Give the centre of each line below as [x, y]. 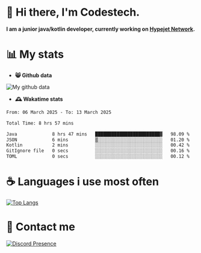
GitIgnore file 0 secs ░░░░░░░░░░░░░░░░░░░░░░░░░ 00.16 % [98, 151]
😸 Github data [33, 75]
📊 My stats [35, 55]
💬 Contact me [41, 227]
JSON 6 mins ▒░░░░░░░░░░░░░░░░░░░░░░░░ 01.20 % [98, 140]
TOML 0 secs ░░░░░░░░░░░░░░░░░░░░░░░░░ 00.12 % [98, 157]
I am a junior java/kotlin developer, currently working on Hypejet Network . [101, 29]
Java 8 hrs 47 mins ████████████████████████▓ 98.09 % [98, 134]
